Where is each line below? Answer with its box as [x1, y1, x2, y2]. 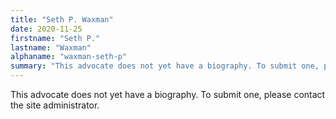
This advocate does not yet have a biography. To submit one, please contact [10, 89, 326, 100]
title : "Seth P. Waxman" [10, 14, 114, 25]
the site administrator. [10, 99, 100, 111]
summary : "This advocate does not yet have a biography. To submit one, [10, 61, 320, 71]
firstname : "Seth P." [10, 33, 101, 43]
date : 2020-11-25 [10, 24, 83, 34]
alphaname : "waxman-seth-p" [10, 52, 128, 62]
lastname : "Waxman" [10, 42, 92, 53]
